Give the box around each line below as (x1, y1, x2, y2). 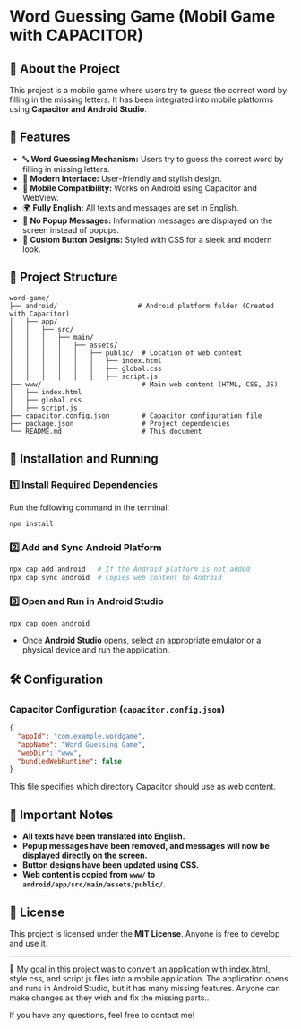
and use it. (9, 938, 48, 948)
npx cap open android (9, 618, 90, 628)
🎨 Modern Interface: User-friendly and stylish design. (21, 173, 222, 184)
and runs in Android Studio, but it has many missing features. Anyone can (9, 982, 280, 993)
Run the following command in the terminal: (9, 502, 170, 513)
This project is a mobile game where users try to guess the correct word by (9, 85, 288, 95)
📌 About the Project (9, 61, 121, 76)
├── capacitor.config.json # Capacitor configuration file (9, 411, 262, 420)
